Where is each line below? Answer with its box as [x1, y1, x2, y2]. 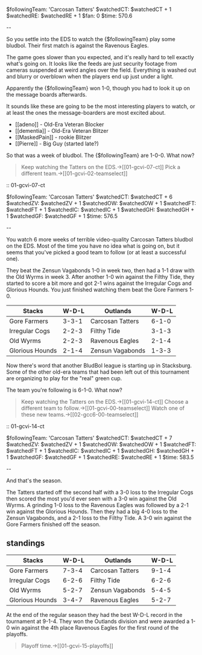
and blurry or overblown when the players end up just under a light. [6, 73, 174, 80]
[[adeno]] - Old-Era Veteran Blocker [14, 121, 104, 128]
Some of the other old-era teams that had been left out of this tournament [6, 368, 190, 375]
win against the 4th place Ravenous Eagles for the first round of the [11, 624, 179, 631]
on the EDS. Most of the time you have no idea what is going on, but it [6, 242, 180, 249]
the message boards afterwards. [6, 91, 87, 98]
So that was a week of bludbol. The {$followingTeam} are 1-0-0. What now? [6, 152, 195, 159]
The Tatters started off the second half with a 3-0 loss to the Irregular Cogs [6, 489, 194, 496]
